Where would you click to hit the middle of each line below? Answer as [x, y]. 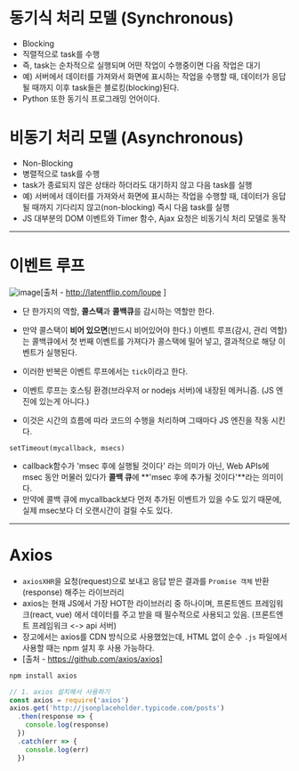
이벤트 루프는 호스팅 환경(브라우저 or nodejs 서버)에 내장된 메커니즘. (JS [148, 390]
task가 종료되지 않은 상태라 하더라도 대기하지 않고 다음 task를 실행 [137, 184]
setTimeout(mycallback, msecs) [67, 448]
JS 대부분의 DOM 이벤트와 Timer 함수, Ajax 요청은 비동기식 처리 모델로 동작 [154, 218]
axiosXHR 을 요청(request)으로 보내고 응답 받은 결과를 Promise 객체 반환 [145, 580]
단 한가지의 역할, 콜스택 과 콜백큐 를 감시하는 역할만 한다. [118, 311]
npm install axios [43, 676]
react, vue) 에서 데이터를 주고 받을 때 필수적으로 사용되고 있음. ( [144, 614]
